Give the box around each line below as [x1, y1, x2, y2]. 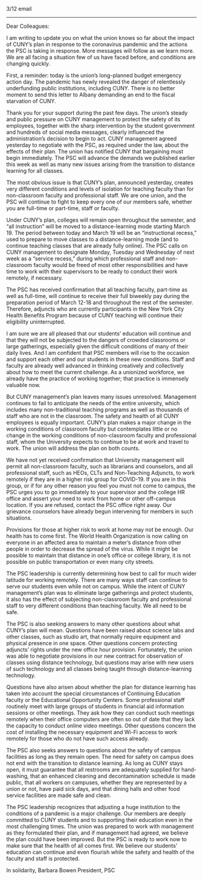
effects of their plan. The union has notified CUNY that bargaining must [6, 148, 184, 155]
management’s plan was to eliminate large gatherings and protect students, [6, 589, 194, 596]
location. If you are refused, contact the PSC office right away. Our [6, 501, 172, 508]
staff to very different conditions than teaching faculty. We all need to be [6, 602, 187, 609]
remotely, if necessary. [6, 274, 63, 281]
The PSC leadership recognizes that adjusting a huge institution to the [6, 804, 181, 810]
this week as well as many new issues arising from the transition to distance [6, 160, 195, 168]
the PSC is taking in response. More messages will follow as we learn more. [6, 47, 195, 54]
